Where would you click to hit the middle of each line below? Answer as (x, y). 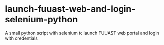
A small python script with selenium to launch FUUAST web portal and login (82, 33)
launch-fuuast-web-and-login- (70, 9)
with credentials (21, 38)
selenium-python (41, 19)
